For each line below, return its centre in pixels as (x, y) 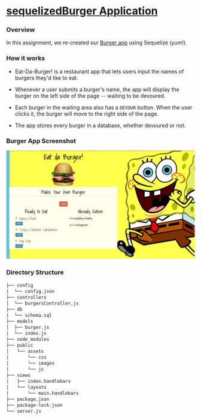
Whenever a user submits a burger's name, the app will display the (97, 89)
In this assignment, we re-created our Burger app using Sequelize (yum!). (97, 43)
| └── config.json (31, 292)
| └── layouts (26, 388)
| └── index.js (26, 334)
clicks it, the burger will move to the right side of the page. (87, 114)
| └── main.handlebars (42, 394)
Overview (21, 30)
